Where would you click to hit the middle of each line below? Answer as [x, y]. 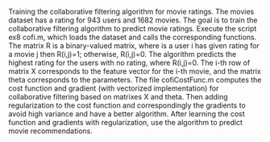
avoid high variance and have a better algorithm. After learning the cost [127, 114]
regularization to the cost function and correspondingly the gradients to [127, 105]
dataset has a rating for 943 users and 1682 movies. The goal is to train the [133, 20]
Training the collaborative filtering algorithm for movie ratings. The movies [131, 12]
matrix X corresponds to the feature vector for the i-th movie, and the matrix [135, 71]
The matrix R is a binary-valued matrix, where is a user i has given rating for [134, 46]
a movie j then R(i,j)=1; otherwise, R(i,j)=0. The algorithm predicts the [123, 54]
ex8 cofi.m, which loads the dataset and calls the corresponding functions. [133, 37]
